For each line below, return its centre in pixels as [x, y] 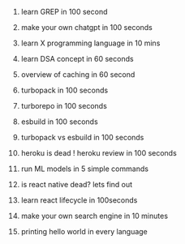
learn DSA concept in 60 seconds [77, 59]
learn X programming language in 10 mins [90, 43]
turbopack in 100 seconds [65, 90]
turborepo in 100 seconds [64, 106]
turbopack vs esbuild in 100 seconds [82, 137]
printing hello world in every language [84, 231]
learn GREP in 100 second [64, 12]
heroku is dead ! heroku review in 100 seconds [99, 153]
